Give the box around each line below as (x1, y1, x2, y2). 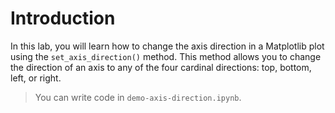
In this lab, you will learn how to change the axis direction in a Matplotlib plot (10, 40, 325, 52)
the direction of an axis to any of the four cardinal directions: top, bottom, (10, 61, 312, 73)
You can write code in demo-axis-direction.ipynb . (34, 91, 242, 103)
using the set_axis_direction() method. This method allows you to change (10, 50, 322, 62)
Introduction (10, 7, 116, 30)
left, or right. (10, 72, 62, 84)
